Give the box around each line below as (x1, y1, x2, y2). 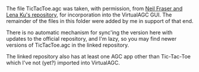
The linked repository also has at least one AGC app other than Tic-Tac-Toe (6, 53, 191, 60)
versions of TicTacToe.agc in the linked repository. (6, 41, 129, 48)
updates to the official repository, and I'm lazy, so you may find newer (6, 35, 177, 42)
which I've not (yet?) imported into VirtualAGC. (6, 59, 121, 66)
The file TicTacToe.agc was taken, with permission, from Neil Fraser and (6, 5, 183, 12)
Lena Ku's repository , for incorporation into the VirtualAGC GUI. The (6, 11, 172, 18)
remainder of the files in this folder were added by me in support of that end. (6, 18, 194, 24)
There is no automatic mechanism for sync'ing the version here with (6, 29, 173, 36)
